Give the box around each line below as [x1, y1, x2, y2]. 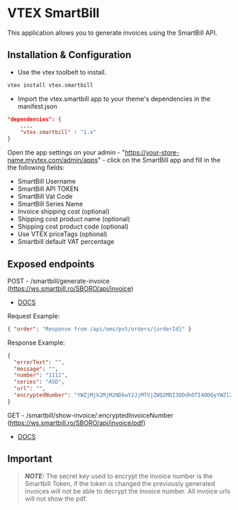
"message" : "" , [13, 365, 59, 372]
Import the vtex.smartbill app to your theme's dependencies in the [17, 94, 211, 103]
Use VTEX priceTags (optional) [17, 230, 108, 238]
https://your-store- [125, 148, 179, 157]
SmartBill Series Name [17, 200, 84, 209]
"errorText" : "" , [13, 358, 65, 366]
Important [7, 453, 52, 465]
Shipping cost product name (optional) [17, 215, 130, 223]
